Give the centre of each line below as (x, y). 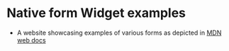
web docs (32, 40)
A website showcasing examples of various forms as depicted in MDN (119, 33)
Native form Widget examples (96, 13)
